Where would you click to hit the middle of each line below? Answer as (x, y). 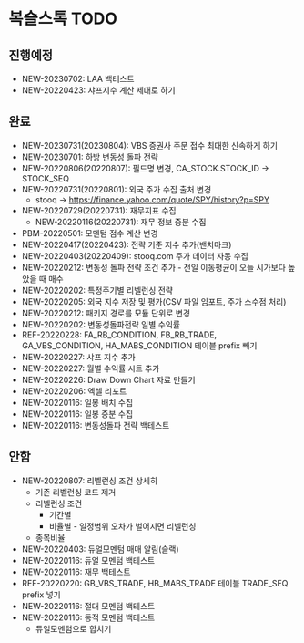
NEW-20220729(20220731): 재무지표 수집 (99, 210)
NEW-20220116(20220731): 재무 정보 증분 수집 (121, 222)
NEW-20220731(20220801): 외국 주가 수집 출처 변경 (117, 189)
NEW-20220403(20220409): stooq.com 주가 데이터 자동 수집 (135, 255)
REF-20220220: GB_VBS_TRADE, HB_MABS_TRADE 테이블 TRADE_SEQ (155, 583)
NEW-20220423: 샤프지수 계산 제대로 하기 (98, 90)
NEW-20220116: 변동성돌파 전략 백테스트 (96, 425)
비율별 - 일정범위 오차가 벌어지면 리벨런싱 (122, 526)
